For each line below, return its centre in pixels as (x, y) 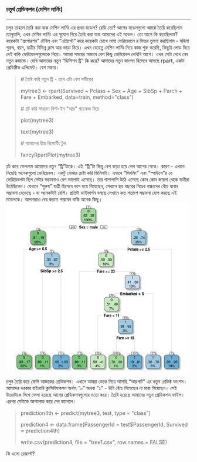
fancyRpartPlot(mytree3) (50, 155)
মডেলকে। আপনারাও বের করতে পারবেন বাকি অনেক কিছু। (54, 200)
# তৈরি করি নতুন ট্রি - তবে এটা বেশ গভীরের (57, 79)
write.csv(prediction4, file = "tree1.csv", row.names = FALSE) (94, 442)
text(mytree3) (37, 132)
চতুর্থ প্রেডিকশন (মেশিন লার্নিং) (35, 9)
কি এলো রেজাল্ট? (21, 454)
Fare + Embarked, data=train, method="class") (77, 97)
